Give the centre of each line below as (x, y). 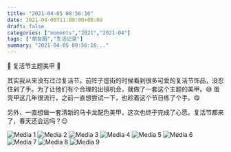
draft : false (26, 26)
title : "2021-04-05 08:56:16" (51, 13)
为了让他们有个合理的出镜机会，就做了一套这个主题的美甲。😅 (124, 89)
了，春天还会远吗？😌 (37, 121)
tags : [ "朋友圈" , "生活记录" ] (45, 39)
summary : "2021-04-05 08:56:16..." (58, 45)
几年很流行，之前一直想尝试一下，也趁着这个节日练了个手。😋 (113, 98)
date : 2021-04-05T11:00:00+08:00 (55, 20)
